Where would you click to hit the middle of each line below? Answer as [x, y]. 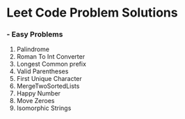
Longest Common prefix [51, 64]
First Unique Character [49, 79]
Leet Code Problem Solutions [92, 13]
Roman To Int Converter [50, 57]
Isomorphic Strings [44, 108]
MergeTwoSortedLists [48, 86]
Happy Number [38, 93]
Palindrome [33, 49]
